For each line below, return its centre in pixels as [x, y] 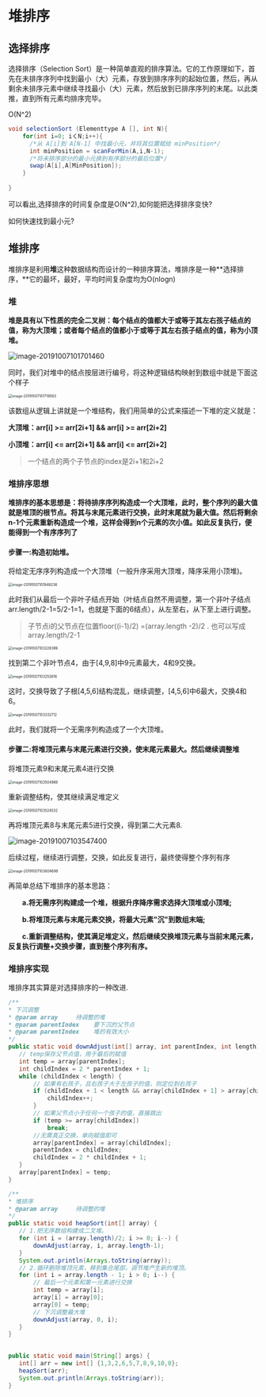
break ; [58, 1128]
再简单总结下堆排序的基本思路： [60, 886]
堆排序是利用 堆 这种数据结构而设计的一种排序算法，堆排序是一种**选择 [123, 269]
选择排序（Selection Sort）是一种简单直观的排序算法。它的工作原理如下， [128, 69]
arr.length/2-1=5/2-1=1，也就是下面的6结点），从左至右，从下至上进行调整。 [132, 609]
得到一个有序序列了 [46, 532]
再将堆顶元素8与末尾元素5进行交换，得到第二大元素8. [95, 825]
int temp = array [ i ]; [68, 1290]
